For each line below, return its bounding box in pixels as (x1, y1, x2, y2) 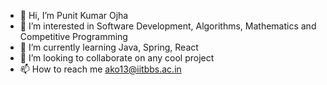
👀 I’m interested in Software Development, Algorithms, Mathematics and (19, 20, 317, 32)
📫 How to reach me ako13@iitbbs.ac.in (19, 63, 182, 75)
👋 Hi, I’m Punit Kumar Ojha (19, 10, 129, 21)
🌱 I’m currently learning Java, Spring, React (19, 41, 199, 53)
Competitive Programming (19, 31, 128, 42)
